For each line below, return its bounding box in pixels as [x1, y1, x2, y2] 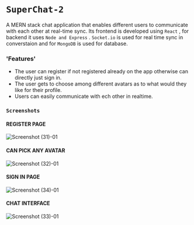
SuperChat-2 [6, 4, 64, 15]
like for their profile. [14, 87, 63, 94]
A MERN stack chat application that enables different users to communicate [6, 21, 188, 28]
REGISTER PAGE [6, 120, 46, 127]
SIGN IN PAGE [6, 173, 40, 180]
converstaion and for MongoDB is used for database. [6, 40, 128, 47]
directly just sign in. [14, 74, 62, 81]
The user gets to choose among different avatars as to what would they [14, 80, 187, 87]
